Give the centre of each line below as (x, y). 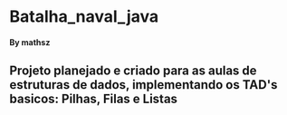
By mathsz (30, 42)
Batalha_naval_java (84, 17)
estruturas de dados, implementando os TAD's (143, 85)
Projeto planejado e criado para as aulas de (133, 71)
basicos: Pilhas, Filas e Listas (94, 99)
